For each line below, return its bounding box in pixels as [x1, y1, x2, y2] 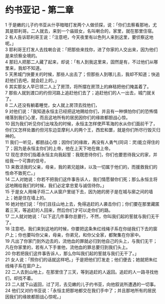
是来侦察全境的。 [5, 52, 40, 58]
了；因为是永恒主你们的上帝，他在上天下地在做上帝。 [5, 145, 113, 151]
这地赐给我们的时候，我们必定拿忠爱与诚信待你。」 [5, 182, 107, 188]
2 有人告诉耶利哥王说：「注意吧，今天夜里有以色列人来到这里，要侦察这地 [5, 34, 154, 40]
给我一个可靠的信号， [5, 158, 48, 164]
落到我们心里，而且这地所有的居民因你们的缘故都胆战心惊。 [9, 114, 131, 120]
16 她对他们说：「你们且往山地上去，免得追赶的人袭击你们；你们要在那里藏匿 [5, 201, 160, 207]
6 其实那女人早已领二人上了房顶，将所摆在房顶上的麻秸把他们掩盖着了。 [5, 84, 152, 89]
